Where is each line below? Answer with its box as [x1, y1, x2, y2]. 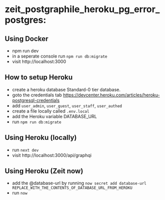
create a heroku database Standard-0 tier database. [12, 86, 121, 92]
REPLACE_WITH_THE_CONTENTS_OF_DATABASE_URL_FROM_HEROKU [12, 185, 133, 190]
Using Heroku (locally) [5, 133, 77, 142]
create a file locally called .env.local [12, 108, 90, 114]
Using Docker [5, 34, 49, 43]
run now [12, 190, 28, 196]
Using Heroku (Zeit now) [5, 167, 84, 175]
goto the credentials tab [12, 92, 62, 98]
